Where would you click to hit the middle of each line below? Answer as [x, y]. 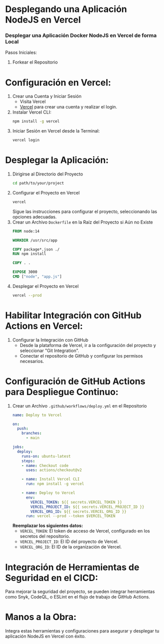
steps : [28, 461]
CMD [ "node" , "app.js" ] [37, 277]
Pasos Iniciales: [21, 52]
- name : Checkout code [45, 465]
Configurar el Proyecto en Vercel [46, 192]
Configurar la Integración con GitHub [50, 340]
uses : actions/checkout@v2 [54, 470]
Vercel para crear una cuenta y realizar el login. [68, 107]
